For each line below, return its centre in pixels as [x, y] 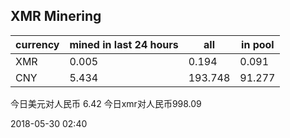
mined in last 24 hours [124, 44]
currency [37, 44]
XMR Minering [56, 16]
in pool [258, 44]
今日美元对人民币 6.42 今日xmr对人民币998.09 [106, 103]
